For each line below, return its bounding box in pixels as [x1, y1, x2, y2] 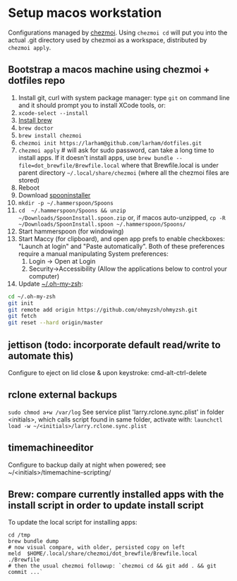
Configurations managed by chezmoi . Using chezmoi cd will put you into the [8, 28, 228, 37]
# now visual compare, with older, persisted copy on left [8, 544, 186, 551]
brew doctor [18, 125, 54, 132]
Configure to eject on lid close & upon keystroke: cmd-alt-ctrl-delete [8, 368, 207, 377]
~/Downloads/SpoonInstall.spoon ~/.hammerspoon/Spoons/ [18, 221, 186, 228]
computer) [28, 271, 60, 280]
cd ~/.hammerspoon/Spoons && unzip [18, 207, 126, 214]
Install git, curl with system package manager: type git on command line [18, 93, 230, 102]
